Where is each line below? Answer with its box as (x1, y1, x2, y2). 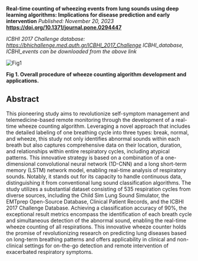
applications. (6, 77, 39, 84)
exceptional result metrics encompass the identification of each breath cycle (6, 210, 193, 218)
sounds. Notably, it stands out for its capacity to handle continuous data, (6, 173, 183, 180)
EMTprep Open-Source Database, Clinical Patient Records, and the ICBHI (6, 198, 184, 205)
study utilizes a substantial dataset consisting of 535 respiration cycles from (6, 185, 191, 192)
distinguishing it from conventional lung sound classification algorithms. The (6, 179, 192, 186)
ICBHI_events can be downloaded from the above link (6, 48, 137, 55)
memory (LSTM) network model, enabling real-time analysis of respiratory (6, 166, 187, 173)
